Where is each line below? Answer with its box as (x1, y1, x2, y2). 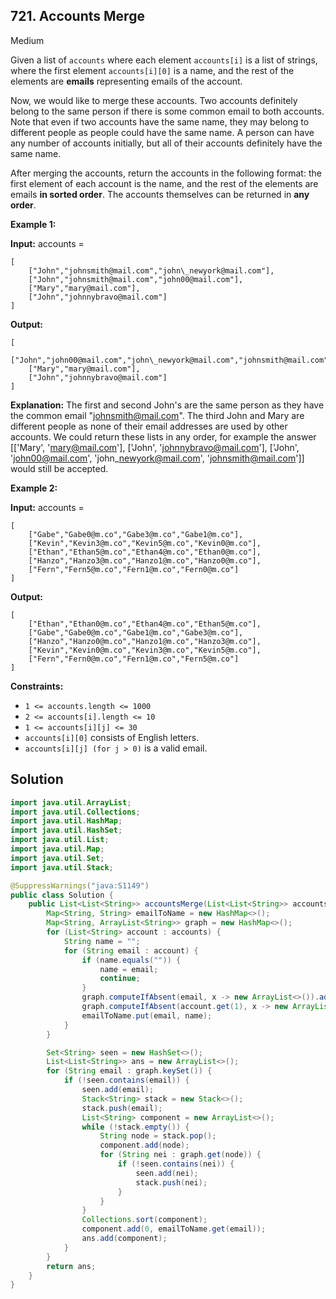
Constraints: (10, 680, 64, 692)
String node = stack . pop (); (99, 1131, 217, 1141)
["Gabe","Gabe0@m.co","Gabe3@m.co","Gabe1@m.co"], (28, 529, 244, 539)
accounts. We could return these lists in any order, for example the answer (10, 430, 317, 443)
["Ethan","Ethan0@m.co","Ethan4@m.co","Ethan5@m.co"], (28, 619, 262, 629)
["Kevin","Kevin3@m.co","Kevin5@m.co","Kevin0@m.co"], (28, 538, 262, 548)
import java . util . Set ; (10, 853, 105, 863)
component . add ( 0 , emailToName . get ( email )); (81, 1224, 267, 1234)
